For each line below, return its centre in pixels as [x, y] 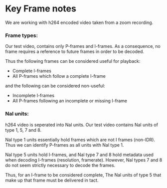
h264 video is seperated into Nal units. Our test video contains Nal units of [82, 125]
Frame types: [22, 35]
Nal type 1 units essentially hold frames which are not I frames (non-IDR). [80, 140]
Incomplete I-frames [33, 96]
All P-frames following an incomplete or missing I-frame [70, 101]
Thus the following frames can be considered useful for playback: [73, 61]
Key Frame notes [41, 9]
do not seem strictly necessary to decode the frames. [60, 165]
